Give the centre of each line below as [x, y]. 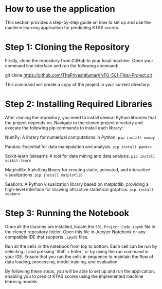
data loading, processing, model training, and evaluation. [62, 262]
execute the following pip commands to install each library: [64, 128]
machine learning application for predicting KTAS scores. [62, 27]
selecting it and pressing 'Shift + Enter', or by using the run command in [77, 251]
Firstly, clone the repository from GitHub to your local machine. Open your [79, 60]
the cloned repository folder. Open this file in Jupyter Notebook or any [75, 232]
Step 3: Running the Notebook [67, 213]
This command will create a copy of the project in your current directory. [78, 84]
